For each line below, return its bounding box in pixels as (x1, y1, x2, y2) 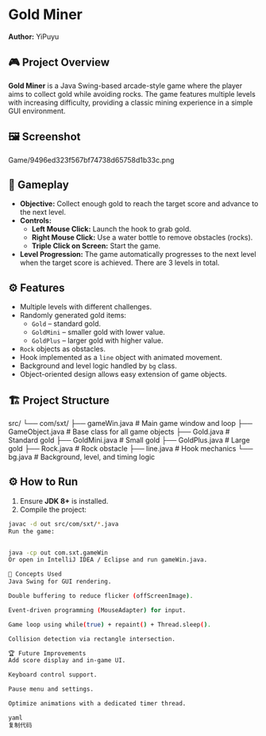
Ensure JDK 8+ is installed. (19, 496, 109, 505)
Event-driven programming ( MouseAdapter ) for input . (8, 606, 187, 614)
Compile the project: (19, 504, 87, 514)
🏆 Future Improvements (8, 649, 87, 657)
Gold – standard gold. (31, 319, 102, 328)
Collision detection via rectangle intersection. (8, 634, 176, 643)
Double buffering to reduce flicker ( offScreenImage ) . (8, 592, 194, 600)
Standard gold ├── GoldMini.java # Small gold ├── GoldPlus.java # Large (8, 435, 250, 445)
